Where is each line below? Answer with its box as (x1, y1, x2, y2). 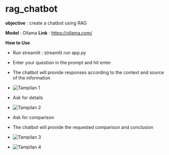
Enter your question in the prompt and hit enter (12, 59, 111, 65)
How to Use (5, 39, 31, 46)
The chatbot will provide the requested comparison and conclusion (12, 124, 154, 130)
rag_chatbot (5, 3, 58, 15)
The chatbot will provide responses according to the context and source (12, 69, 164, 75)
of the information (12, 74, 51, 81)
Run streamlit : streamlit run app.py (12, 49, 87, 56)
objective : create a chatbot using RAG (5, 20, 87, 26)
